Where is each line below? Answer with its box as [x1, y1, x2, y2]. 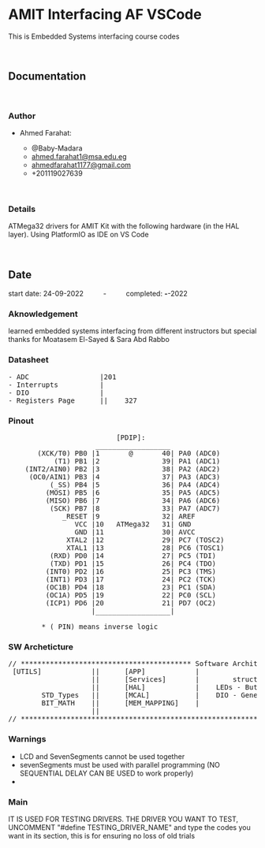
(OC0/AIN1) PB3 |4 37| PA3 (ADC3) [28, 473, 221, 482]
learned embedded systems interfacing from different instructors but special [8, 326, 257, 336]
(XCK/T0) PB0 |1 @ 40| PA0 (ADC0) [37, 449, 221, 458]
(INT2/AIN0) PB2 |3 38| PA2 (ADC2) [24, 465, 221, 474]
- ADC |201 [8, 372, 117, 381]
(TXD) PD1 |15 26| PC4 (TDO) [50, 560, 217, 568]
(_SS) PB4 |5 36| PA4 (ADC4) [50, 481, 221, 489]
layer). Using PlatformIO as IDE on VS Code [8, 230, 149, 240]
